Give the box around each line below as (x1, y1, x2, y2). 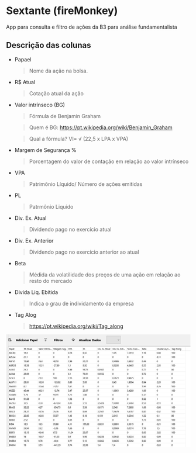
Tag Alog (14, 311, 37, 318)
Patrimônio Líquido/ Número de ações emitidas (29, 180, 143, 188)
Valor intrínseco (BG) (14, 101, 66, 108)
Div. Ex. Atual (14, 215, 47, 222)
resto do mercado (29, 277, 73, 284)
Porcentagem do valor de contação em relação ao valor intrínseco (29, 158, 189, 165)
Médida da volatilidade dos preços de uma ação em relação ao (29, 271, 181, 278)
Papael (14, 56, 32, 63)
